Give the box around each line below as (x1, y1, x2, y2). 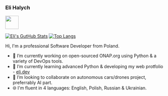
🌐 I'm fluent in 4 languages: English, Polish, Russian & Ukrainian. (12, 85, 147, 91)
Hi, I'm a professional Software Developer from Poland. (5, 43, 120, 49)
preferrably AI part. (12, 80, 52, 86)
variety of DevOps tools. (12, 58, 64, 64)
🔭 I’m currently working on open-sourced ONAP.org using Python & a (12, 53, 157, 59)
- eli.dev (12, 69, 30, 75)
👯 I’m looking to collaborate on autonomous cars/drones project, (12, 74, 146, 80)
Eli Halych (5, 4, 30, 11)
